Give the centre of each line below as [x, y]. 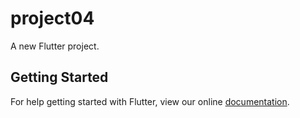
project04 [52, 18]
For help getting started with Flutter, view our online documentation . [150, 101]
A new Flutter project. [55, 46]
